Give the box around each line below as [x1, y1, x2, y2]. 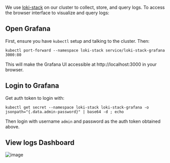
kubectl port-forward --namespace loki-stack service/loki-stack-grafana [5, 48, 165, 53]
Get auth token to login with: [5, 95, 65, 101]
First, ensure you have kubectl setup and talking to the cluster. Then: [5, 38, 150, 44]
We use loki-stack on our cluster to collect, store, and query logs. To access [5, 5, 165, 10]
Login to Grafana [5, 81, 60, 90]
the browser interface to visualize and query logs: [5, 10, 109, 16]
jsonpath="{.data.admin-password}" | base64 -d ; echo [5, 109, 124, 114]
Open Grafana [5, 24, 51, 33]
